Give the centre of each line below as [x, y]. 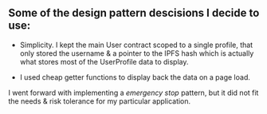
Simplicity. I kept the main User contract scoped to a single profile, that [136, 45]
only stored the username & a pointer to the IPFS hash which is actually [137, 53]
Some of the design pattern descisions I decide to [134, 13]
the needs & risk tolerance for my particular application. [100, 101]
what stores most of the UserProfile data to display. [104, 61]
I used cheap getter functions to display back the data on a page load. [135, 77]
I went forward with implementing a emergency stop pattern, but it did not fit [133, 92]
